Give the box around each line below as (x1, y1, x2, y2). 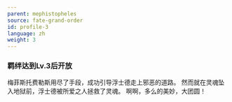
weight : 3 (7, 37, 37, 44)
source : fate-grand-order (7, 17, 83, 24)
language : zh (7, 30, 46, 37)
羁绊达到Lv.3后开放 (7, 61, 72, 71)
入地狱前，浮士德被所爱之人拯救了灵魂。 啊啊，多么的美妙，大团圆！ (7, 87, 206, 96)
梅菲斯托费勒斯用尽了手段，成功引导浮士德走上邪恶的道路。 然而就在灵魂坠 (7, 78, 225, 87)
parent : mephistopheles (7, 10, 77, 18)
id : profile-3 (7, 23, 49, 30)
